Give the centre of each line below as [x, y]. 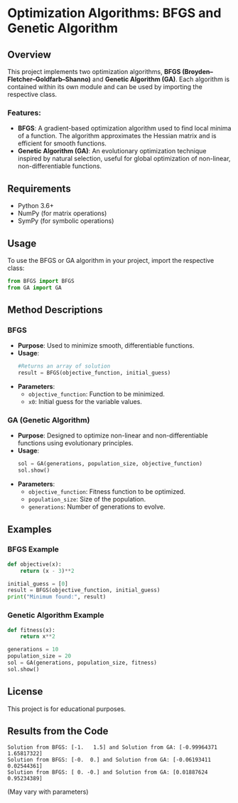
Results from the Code [58, 731]
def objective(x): [34, 564]
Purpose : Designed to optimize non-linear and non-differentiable [113, 435]
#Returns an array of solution [64, 366]
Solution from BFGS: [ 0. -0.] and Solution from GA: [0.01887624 [108, 772]
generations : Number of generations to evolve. [97, 507]
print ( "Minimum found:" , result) [57, 597]
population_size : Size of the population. [87, 499]
